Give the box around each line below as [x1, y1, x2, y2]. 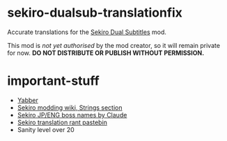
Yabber [17, 96, 38, 104]
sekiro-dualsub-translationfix [7, 5, 183, 21]
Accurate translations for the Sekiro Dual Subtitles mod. [7, 28, 167, 36]
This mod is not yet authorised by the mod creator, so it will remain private [7, 41, 221, 49]
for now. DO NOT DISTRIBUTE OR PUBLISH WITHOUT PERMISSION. [7, 49, 205, 57]
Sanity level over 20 [17, 125, 75, 133]
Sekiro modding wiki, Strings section [17, 103, 123, 112]
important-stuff [7, 73, 100, 89]
